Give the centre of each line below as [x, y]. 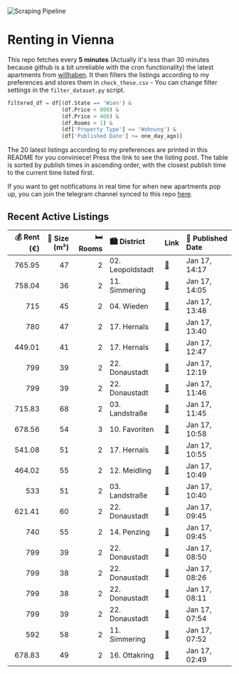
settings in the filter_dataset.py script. [66, 90]
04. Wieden [129, 306]
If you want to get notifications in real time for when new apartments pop [114, 186]
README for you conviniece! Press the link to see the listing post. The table [118, 158]
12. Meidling [130, 470]
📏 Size [58, 238]
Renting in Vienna [61, 40]
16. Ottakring [132, 655]
